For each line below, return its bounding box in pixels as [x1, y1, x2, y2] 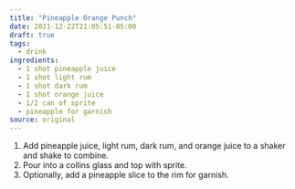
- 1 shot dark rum [17, 81, 89, 90]
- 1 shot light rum [17, 73, 92, 82]
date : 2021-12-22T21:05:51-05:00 [9, 22, 137, 31]
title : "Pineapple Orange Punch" [9, 13, 137, 23]
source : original [9, 115, 76, 124]
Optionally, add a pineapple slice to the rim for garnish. [22, 170, 230, 181]
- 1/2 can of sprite [17, 98, 96, 108]
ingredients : [9, 56, 59, 65]
